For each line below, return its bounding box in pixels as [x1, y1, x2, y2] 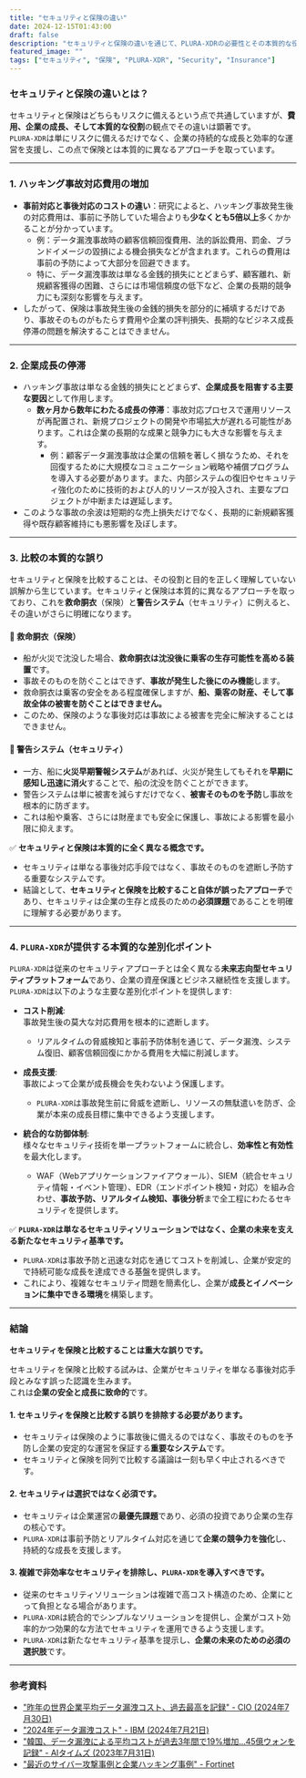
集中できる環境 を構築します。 [46, 1289, 158, 1300]
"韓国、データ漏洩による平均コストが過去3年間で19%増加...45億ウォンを [22, 1736, 296, 1747]
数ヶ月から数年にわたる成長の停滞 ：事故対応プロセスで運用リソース [36, 404, 291, 415]
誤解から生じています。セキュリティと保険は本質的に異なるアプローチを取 [9, 585, 288, 597]
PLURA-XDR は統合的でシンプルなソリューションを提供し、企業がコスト [22, 1611, 283, 1622]
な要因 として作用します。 [22, 393, 118, 404]
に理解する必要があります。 [22, 907, 127, 918]
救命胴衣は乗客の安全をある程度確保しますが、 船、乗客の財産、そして [22, 687, 287, 698]
